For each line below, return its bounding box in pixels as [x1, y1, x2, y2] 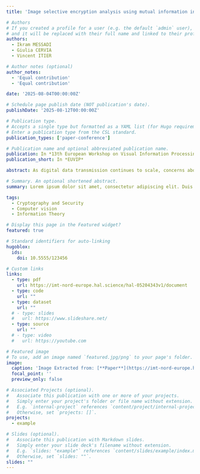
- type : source [11, 321, 49, 327]
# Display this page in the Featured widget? [6, 222, 121, 228]
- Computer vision [11, 205, 58, 212]
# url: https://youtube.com [11, 338, 86, 344]
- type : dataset [11, 299, 52, 305]
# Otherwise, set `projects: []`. [6, 410, 97, 415]
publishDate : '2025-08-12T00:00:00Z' [6, 107, 100, 113]
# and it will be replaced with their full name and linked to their [6, 30, 183, 36]
